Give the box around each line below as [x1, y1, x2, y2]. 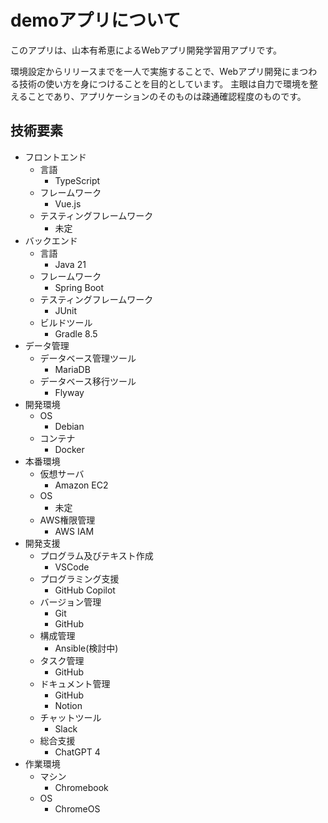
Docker [54, 443, 85, 455]
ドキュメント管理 [39, 677, 111, 690]
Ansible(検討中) [54, 642, 119, 654]
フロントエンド [24, 151, 87, 163]
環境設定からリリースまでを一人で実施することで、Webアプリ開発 [10, 65, 283, 77]
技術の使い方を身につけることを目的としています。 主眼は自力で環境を [18, 77, 310, 90]
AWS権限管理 [39, 514, 96, 526]
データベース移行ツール [39, 375, 137, 387]
